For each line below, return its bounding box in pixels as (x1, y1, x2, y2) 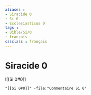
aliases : (5, 7, 26, 12)
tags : (5, 25, 19, 30)
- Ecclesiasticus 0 (5, 21, 45, 26)
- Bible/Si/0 (5, 30, 32, 35)
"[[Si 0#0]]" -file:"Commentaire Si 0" (5, 86, 87, 91)
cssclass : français (5, 39, 48, 44)
